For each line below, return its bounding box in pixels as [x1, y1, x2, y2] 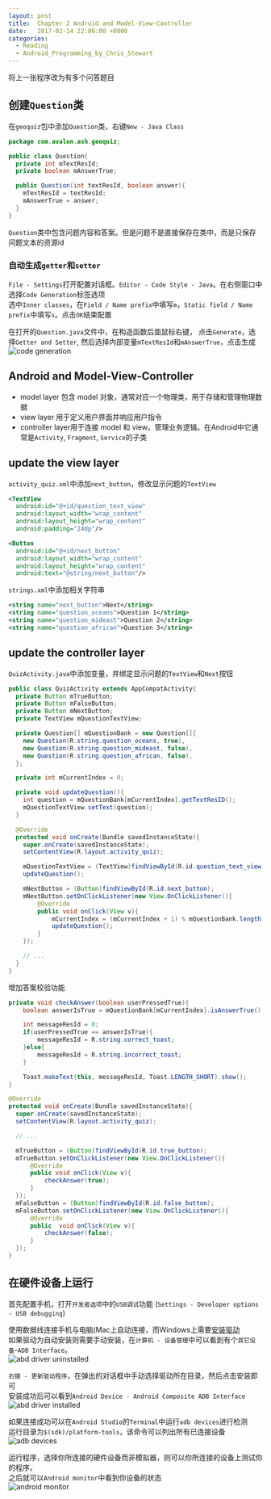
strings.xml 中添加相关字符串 [8, 585, 105, 594]
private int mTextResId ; [15, 159, 99, 168]
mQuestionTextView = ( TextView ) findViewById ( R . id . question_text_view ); [23, 863, 269, 871]
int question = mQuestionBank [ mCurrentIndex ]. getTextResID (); [23, 796, 236, 804]
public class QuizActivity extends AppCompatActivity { [8, 684, 197, 693]
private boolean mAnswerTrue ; [15, 167, 117, 175]
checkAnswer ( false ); [44, 1229, 114, 1237]
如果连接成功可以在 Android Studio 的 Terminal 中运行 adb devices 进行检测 [8, 1417, 248, 1426]
